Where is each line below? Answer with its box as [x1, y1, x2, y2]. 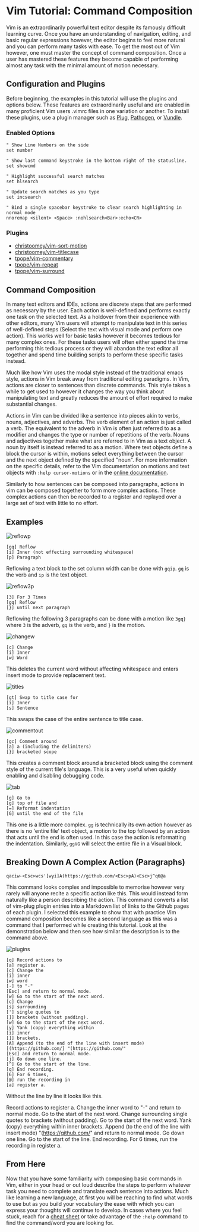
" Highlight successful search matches [6, 174, 105, 180]
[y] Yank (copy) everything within [6, 1024, 94, 1030]
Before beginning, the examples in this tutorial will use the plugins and [6, 95, 178, 102]
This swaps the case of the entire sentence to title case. [6, 715, 144, 722]
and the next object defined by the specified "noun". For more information [6, 456, 187, 463]
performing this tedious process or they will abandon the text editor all [6, 345, 178, 352]
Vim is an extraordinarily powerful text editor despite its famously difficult [6, 24, 186, 31]
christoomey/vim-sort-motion [14, 242, 87, 249]
